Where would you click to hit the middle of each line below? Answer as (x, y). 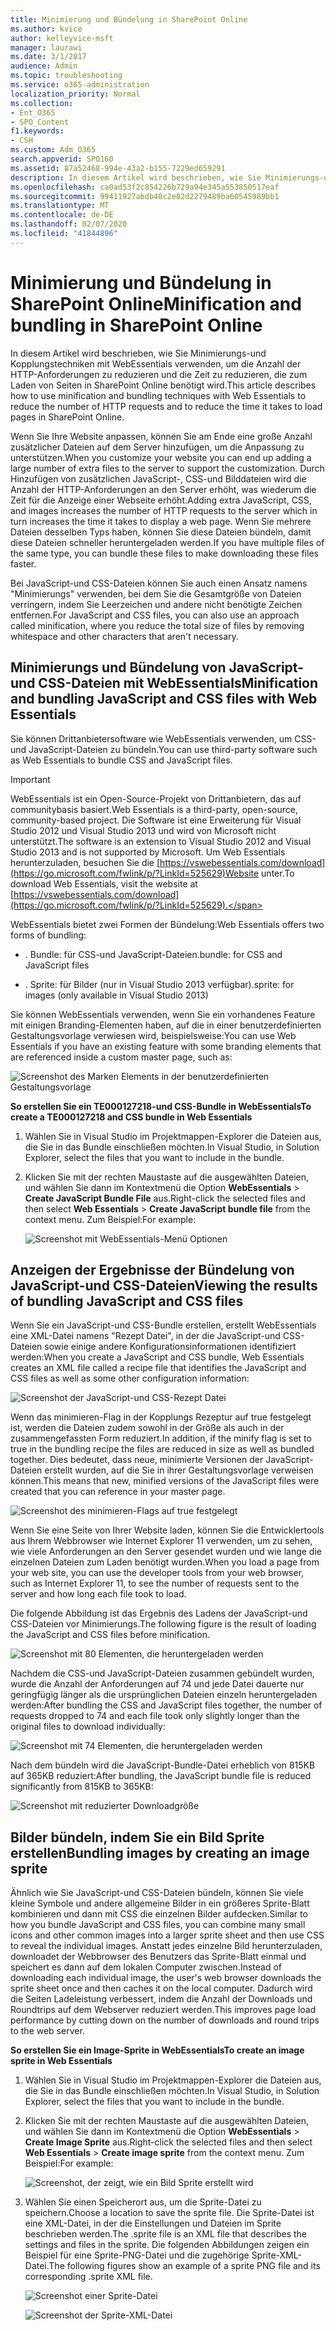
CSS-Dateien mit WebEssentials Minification (178, 683)
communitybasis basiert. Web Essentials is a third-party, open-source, (154, 809)
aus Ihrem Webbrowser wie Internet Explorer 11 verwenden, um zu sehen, (161, 1541)
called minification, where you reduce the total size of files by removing (157, 625)
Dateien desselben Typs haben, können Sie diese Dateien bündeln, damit (161, 532)
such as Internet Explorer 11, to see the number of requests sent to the (155, 1583)
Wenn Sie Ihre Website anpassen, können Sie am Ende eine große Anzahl (161, 436)
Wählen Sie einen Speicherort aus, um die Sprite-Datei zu (143, 2202)
